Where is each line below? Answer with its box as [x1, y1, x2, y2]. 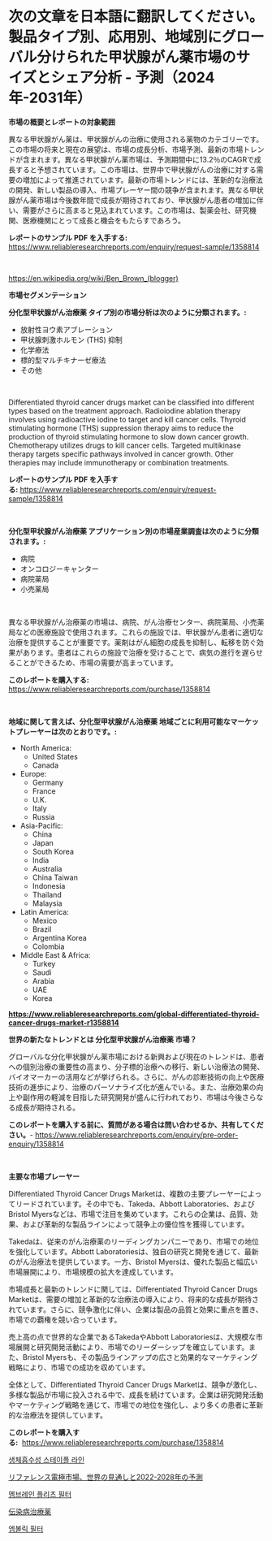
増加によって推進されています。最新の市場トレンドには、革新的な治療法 [22, 175, 264, 184]
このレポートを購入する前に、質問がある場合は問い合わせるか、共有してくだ [8, 1119, 264, 1129]
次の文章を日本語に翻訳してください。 [8, 7, 264, 26]
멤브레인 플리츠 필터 [8, 1489, 71, 1499]
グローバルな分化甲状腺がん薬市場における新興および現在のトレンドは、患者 [8, 1051, 265, 1061]
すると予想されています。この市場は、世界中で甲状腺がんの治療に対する [15, 164, 257, 175]
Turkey [32, 959, 56, 968]
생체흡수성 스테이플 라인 [8, 1455, 85, 1465]
